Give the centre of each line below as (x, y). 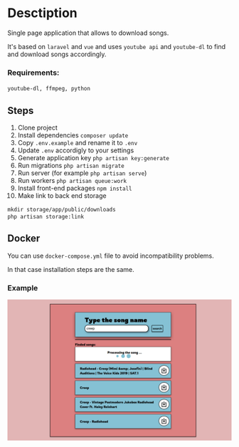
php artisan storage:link (46, 217)
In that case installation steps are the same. (71, 269)
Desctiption (42, 13)
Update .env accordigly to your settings (76, 150)
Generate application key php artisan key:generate (93, 158)
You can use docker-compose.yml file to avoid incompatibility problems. (111, 256)
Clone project (38, 128)
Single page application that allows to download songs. (88, 33)
